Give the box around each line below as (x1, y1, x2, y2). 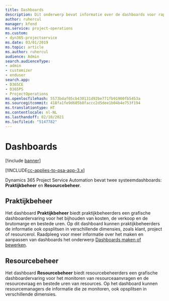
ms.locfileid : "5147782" (5, 119, 57, 124)
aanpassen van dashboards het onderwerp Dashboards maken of (5, 237, 141, 243)
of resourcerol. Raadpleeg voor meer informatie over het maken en (5, 231, 144, 237)
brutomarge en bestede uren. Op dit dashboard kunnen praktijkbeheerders (5, 221, 160, 227)
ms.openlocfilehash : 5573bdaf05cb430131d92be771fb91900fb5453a (5, 96, 141, 101)
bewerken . (5, 242, 28, 248)
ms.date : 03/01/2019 (5, 40, 49, 45)
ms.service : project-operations (5, 26, 73, 31)
